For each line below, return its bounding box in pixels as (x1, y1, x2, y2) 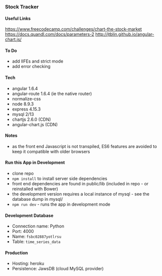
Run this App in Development (5, 160, 65, 165)
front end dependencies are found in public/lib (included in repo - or (12, 180, 149, 186)
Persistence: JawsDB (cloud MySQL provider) (12, 266, 104, 272)
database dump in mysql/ (12, 196, 63, 202)
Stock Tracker (5, 3, 39, 10)
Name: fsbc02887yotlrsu (12, 234, 62, 240)
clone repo (12, 170, 34, 176)
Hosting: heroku (12, 260, 45, 266)
